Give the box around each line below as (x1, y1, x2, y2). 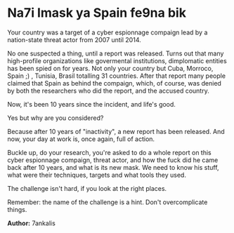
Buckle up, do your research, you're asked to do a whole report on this (7, 148, 212, 157)
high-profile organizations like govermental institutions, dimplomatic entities (7, 56, 227, 65)
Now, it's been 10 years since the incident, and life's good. (7, 100, 176, 108)
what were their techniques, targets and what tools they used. (7, 171, 186, 179)
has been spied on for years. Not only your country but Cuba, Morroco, (7, 64, 214, 72)
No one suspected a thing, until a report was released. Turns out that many (7, 49, 224, 58)
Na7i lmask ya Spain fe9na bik (7, 5, 186, 21)
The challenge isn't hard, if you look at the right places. (7, 184, 167, 192)
